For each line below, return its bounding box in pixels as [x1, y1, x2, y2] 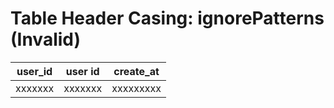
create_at [113, 64, 160, 78]
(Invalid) [10, 28, 82, 51]
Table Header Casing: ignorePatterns [10, 7, 325, 30]
